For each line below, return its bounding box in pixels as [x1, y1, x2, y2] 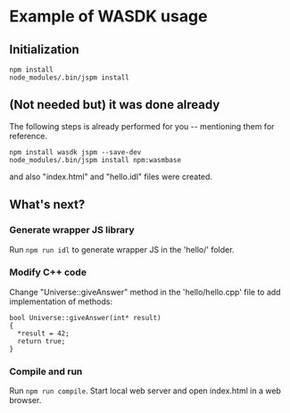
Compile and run [9, 365, 83, 377]
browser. [9, 395, 42, 406]
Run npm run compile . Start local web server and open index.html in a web [9, 385, 281, 396]
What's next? [9, 197, 86, 212]
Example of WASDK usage [9, 6, 208, 27]
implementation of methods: [9, 296, 113, 307]
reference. [9, 130, 47, 141]
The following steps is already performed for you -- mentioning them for [9, 120, 275, 131]
